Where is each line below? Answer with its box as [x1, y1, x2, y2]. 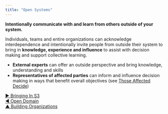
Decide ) [12, 83, 29, 89]
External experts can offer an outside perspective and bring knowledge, [12, 61, 162, 67]
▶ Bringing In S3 [5, 92, 40, 98]
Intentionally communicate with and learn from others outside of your [5, 21, 153, 27]
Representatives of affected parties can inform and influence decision [12, 72, 160, 78]
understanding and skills [12, 67, 64, 73]
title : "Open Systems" [5, 7, 53, 12]
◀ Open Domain [5, 98, 39, 104]
